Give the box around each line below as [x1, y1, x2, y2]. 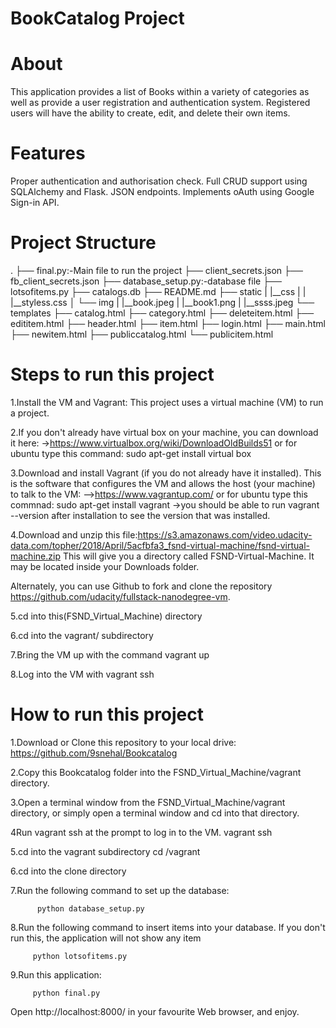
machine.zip [10, 550, 61, 562]
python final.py [32, 988, 101, 998]
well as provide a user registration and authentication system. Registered [10, 97, 311, 109]
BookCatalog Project [10, 7, 185, 30]
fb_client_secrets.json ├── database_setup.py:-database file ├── [10, 275, 282, 287]
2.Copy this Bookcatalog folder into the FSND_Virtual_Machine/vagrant [10, 766, 302, 778]
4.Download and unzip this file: [10, 528, 138, 541]
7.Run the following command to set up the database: [10, 884, 230, 896]
